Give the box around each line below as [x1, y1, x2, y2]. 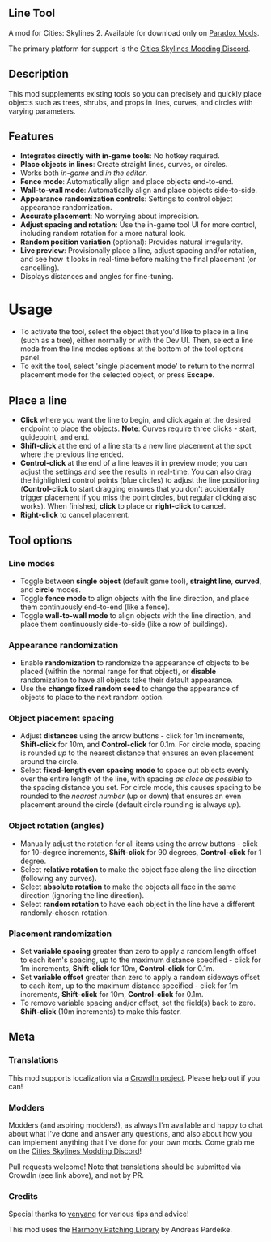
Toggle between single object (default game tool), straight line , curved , [19, 576, 262, 586]
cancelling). [19, 263, 60, 273]
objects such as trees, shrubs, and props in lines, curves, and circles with [8, 97, 253, 107]
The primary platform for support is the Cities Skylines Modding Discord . [8, 44, 251, 54]
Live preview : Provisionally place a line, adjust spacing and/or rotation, [19, 246, 257, 256]
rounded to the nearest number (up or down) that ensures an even [19, 791, 242, 801]
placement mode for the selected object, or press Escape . [19, 370, 215, 380]
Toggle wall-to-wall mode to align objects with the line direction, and [19, 610, 252, 620]
